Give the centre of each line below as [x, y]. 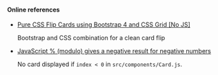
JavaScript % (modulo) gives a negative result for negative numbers [114, 51]
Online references [33, 10]
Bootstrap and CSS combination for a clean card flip [91, 38]
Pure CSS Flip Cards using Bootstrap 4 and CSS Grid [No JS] [104, 25]
